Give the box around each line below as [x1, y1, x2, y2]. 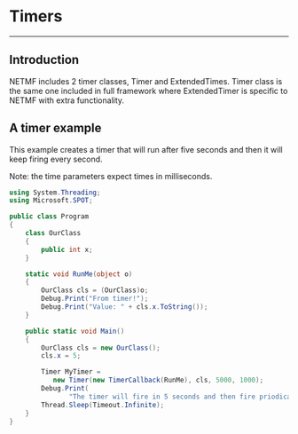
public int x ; [41, 245, 93, 254]
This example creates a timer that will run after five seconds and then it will [9, 144, 283, 154]
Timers [9, 6, 63, 27]
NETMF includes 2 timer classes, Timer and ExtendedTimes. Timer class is [9, 75, 283, 86]
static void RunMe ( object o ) [25, 269, 133, 279]
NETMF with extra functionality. [9, 95, 125, 106]
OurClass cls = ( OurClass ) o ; [41, 286, 149, 295]
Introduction [9, 52, 80, 67]
